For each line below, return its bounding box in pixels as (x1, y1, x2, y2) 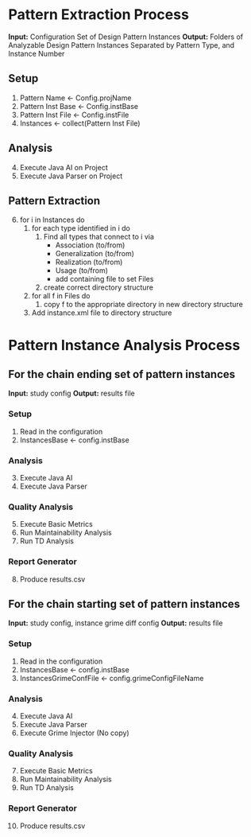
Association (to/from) (55, 240, 125, 250)
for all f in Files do (31, 291, 91, 301)
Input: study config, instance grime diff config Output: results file (8, 618, 223, 628)
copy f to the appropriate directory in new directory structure (43, 300, 244, 309)
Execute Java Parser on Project (19, 171, 123, 181)
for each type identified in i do (31, 224, 131, 233)
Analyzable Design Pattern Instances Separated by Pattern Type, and (8, 40, 235, 49)
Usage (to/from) (55, 266, 109, 275)
